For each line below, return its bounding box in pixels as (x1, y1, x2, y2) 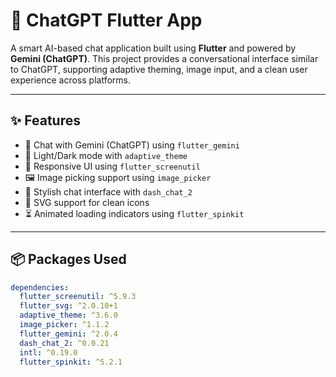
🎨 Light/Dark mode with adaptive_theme (24, 149, 188, 161)
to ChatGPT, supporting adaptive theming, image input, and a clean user (10, 63, 308, 75)
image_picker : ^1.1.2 (19, 320, 110, 330)
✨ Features (10, 112, 81, 129)
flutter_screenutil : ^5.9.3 (19, 292, 137, 302)
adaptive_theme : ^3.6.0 (19, 310, 118, 321)
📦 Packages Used (10, 251, 127, 268)
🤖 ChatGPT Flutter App (10, 9, 203, 32)
